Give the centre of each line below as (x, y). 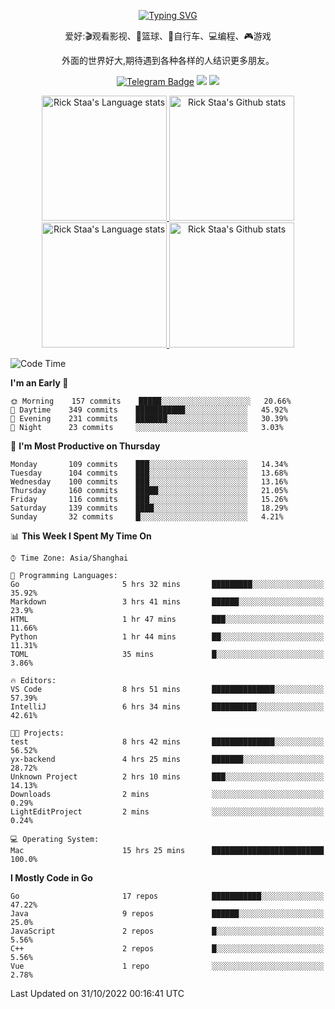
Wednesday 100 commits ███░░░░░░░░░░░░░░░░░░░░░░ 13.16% (149, 482)
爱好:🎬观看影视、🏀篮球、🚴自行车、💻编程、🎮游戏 (168, 36)
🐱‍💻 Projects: (37, 733)
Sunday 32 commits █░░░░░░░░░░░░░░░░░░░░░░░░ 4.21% (147, 517)
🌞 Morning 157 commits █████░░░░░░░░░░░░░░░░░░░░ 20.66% (151, 401)
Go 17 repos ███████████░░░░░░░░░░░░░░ (167, 896)
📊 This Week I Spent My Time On (81, 536)
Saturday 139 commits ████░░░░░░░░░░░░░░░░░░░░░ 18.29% (149, 508)
